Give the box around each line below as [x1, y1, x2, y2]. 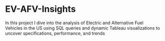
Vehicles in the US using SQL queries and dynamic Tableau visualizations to [5, 25, 160, 31]
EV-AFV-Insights [5, 3, 76, 15]
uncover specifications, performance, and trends [5, 30, 105, 36]
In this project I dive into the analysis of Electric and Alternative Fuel [5, 20, 144, 26]
